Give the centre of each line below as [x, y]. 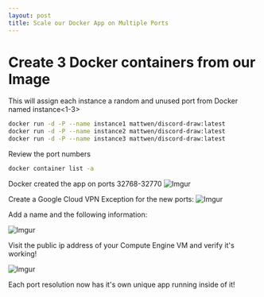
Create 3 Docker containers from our [132, 62]
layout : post [30, 15]
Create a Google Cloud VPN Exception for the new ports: [101, 199]
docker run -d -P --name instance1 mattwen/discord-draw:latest [117, 124]
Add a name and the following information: [78, 214]
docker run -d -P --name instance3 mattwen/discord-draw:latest [117, 139]
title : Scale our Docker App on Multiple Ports [89, 23]
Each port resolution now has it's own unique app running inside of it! [122, 284]
